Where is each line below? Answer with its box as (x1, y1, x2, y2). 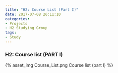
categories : (5, 16, 30, 21)
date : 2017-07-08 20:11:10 (5, 12, 61, 17)
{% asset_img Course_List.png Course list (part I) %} (5, 62, 113, 68)
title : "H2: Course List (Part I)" (5, 7, 79, 12)
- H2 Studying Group (5, 26, 48, 31)
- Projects (5, 21, 28, 26)
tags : (5, 30, 16, 35)
